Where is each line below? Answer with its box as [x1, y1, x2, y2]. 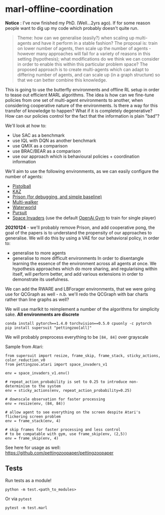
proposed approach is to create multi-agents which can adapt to [17, 66, 149, 73]
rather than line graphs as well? [5, 296, 69, 302]
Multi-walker [12, 199, 39, 205]
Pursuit [12, 210, 27, 216]
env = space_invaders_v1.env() [5, 370, 70, 375]
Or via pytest [5, 496, 32, 502]
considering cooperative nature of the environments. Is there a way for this [5, 102, 158, 108]
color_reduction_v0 [5, 358, 46, 363]
